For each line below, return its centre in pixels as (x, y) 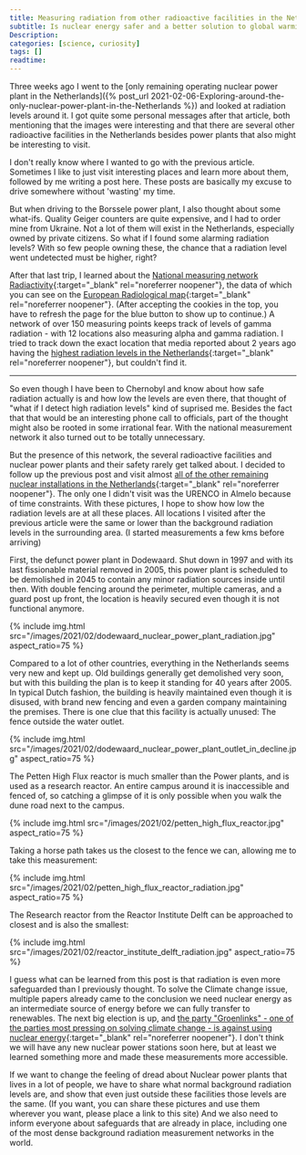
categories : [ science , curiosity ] (75, 43)
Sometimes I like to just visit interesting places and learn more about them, (149, 172)
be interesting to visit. (50, 144)
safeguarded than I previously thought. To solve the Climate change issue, (149, 989)
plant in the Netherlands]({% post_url (79, 96)
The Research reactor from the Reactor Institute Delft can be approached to (151, 915)
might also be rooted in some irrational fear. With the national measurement (151, 427)
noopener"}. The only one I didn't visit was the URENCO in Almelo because (150, 493)
